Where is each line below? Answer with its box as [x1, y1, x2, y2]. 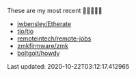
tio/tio [16, 27, 34, 35]
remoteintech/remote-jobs [16, 34, 92, 43]
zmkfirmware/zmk [16, 42, 69, 49]
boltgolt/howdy [16, 49, 60, 57]
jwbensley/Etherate [16, 20, 72, 27]
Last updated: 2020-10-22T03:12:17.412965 [7, 63, 130, 70]
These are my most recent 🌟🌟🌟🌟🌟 [7, 7, 103, 14]
